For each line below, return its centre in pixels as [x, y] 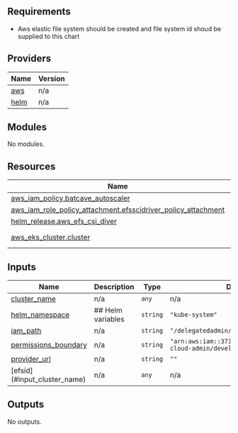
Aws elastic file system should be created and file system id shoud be [119, 28]
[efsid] [22, 371]
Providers [29, 58]
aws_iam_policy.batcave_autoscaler [70, 198]
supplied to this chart [49, 36]
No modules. [26, 144]
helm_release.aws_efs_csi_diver [64, 221]
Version [51, 79]
